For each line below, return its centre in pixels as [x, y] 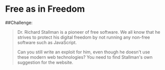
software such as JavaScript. [47, 42]
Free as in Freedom [45, 9]
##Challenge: [19, 23]
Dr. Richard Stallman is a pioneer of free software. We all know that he [89, 32]
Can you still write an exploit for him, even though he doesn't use [83, 52]
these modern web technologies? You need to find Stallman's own [85, 57]
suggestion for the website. [45, 62]
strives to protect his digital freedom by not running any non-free [83, 37]
